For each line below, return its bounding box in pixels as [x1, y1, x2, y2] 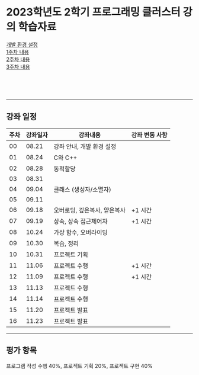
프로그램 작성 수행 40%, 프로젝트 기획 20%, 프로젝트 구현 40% [6, 362, 153, 369]
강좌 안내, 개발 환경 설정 [53, 142, 117, 150]
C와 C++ [53, 153, 78, 162]
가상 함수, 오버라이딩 [53, 228, 108, 236]
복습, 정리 [53, 239, 79, 248]
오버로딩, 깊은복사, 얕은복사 [53, 206, 126, 214]
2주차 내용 [6, 56, 30, 63]
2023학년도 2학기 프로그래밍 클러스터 [6, 5, 181, 19]
